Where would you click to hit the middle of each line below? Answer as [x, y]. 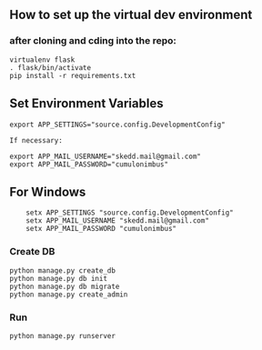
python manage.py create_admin [69, 295]
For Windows [48, 191]
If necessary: [36, 140]
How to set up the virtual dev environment [131, 15]
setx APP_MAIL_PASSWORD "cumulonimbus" [101, 229]
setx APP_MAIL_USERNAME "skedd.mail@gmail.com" [117, 221]
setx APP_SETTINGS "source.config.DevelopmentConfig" [130, 213]
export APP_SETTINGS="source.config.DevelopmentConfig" [117, 125]
